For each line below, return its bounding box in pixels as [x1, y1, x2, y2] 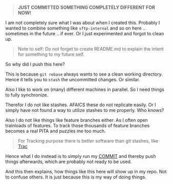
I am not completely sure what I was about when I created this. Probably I [5, 20, 160, 26]
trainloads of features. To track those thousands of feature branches [5, 123, 150, 128]
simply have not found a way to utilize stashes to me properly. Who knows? [5, 107, 164, 113]
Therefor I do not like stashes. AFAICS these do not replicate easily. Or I [5, 102, 156, 108]
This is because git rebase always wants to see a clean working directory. [5, 71, 163, 77]
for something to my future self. [17, 51, 84, 57]
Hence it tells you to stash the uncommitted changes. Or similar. [5, 77, 140, 82]
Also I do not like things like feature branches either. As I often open [5, 117, 148, 123]
